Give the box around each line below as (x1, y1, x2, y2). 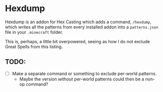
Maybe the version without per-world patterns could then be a (19, 76, 145, 82)
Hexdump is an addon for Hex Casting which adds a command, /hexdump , (5, 19, 152, 25)
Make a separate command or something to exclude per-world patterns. (12, 71, 157, 77)
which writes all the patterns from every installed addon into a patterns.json (5, 24, 159, 30)
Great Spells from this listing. (5, 44, 63, 49)
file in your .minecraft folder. (5, 29, 63, 35)
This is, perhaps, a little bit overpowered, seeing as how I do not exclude (5, 38, 150, 44)
